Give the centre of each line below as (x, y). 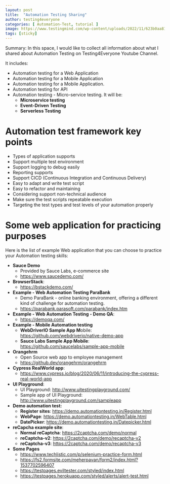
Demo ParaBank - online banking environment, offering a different (89, 298)
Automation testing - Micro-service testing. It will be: (68, 95)
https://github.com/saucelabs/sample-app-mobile (72, 346)
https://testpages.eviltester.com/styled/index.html (72, 470)
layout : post (19, 10)
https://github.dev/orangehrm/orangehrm (63, 362)
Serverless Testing (40, 111)
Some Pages (26, 449)
